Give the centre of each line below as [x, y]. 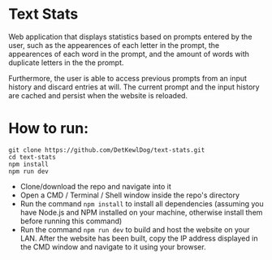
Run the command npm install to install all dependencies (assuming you [142, 203]
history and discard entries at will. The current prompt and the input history [134, 87]
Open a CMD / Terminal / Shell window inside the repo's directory [130, 195]
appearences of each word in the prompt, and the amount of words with [129, 54]
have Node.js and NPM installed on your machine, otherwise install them [141, 212]
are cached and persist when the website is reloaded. [98, 95]
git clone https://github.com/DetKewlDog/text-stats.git [107, 150]
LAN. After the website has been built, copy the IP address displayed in [139, 238]
